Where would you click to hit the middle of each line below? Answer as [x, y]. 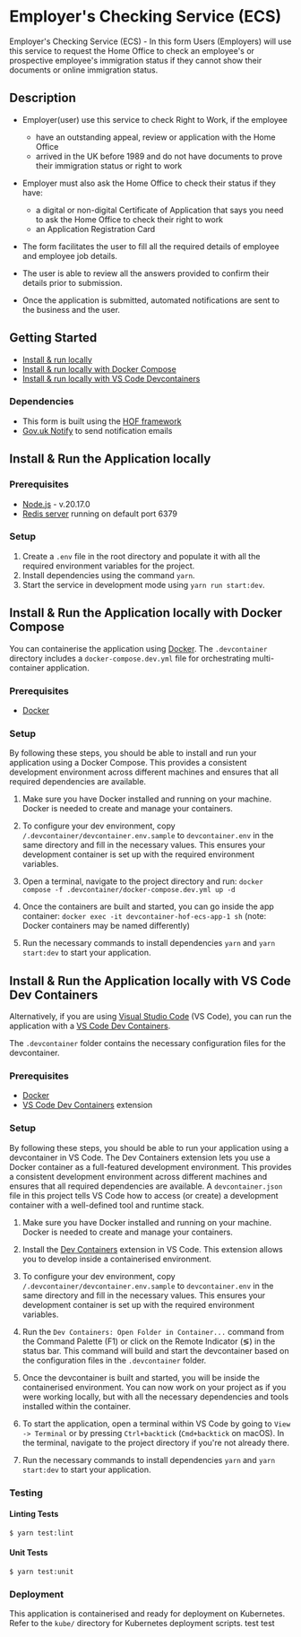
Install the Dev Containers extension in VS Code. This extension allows [153, 1249]
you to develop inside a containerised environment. [117, 1259]
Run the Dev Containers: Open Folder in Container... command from [153, 1331]
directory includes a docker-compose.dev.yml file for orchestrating [130, 658]
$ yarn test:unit [42, 1572]
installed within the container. [77, 1406]
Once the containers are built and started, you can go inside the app [148, 906]
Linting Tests [34, 1514]
